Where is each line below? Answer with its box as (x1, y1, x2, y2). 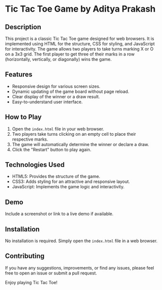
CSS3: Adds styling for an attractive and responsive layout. (12, 179, 130, 184)
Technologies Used (5, 161, 65, 169)
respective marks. (12, 136, 49, 142)
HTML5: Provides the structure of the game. (12, 174, 100, 180)
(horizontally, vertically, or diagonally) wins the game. (5, 56, 112, 62)
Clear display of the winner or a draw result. (12, 93, 100, 99)
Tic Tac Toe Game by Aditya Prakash (5, 3, 156, 15)
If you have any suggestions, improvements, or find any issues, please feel (5, 265, 154, 271)
